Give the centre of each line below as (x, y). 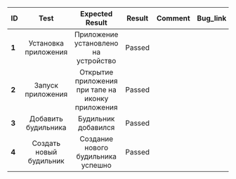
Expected (97, 14)
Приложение (96, 34)
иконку (96, 99)
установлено (96, 43)
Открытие (97, 72)
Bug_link (212, 18)
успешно (97, 165)
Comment (173, 18)
